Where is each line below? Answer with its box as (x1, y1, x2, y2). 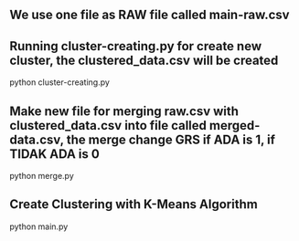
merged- (208, 118, 261, 133)
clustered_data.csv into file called (9, 118, 208, 133)
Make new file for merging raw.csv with (9, 103, 240, 119)
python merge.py (9, 171, 75, 182)
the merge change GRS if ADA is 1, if (66, 131, 276, 147)
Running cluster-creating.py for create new (9, 38, 262, 54)
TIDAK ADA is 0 (9, 146, 101, 162)
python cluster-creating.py (9, 77, 110, 88)
